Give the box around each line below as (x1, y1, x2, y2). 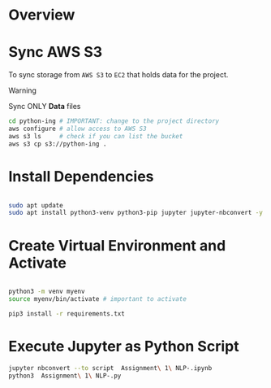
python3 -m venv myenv (8, 287, 85, 296)
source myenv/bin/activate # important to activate (8, 295, 187, 303)
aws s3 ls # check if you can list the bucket (8, 132, 183, 140)
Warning (8, 85, 37, 95)
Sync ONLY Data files (8, 102, 81, 111)
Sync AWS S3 (8, 43, 103, 62)
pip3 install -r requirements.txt (8, 310, 126, 318)
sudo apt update (8, 201, 63, 209)
